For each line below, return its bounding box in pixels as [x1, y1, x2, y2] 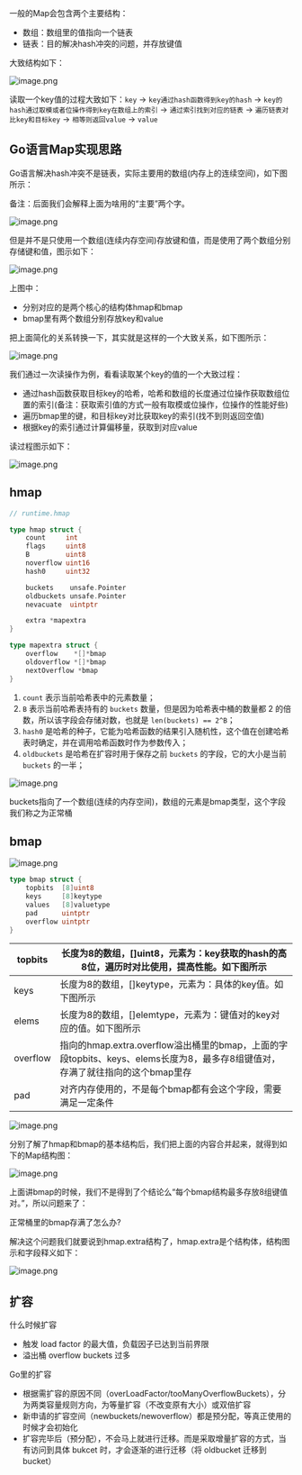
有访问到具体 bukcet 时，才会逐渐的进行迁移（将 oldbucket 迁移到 [22, 1444, 267, 1455]
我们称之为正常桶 [9, 807, 73, 818]
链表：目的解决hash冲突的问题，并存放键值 [22, 39, 182, 49]
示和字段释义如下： [9, 1247, 81, 1259]
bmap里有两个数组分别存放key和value [22, 313, 164, 323]
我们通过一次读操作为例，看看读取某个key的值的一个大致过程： [9, 369, 244, 379]
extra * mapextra [25, 616, 87, 625]
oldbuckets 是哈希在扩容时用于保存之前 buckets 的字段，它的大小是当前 [22, 748, 288, 759]
